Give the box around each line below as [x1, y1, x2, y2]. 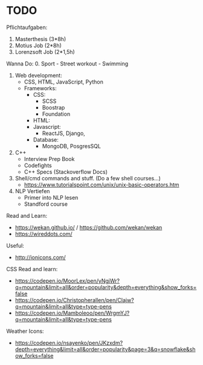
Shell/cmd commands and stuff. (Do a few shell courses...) [14, 174, 161, 182]
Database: [33, 136, 59, 143]
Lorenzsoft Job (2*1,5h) [14, 48, 76, 55]
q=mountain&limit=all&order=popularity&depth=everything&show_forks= [14, 283, 197, 291]
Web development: [14, 71, 62, 79]
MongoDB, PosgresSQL [42, 142, 101, 150]
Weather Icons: [6, 327, 44, 335]
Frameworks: [24, 84, 57, 91]
